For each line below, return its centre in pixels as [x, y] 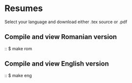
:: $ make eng [18, 75]
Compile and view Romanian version [61, 37]
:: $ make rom [18, 48]
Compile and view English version [57, 64]
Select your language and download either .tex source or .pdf [66, 22]
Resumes [24, 8]
